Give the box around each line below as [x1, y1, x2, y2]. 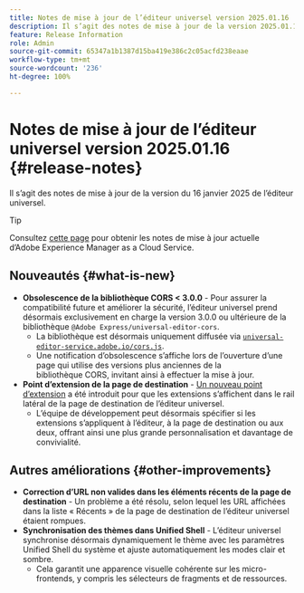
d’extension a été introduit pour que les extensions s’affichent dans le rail [22, 388, 295, 399]
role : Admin [9, 38, 54, 48]
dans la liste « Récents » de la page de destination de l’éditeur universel [22, 506, 290, 517]
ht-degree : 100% [9, 72, 71, 81]
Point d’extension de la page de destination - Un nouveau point [22, 378, 263, 389]
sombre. [22, 554, 54, 565]
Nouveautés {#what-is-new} [9, 268, 176, 283]
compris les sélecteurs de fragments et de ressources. [83, 573, 288, 584]
